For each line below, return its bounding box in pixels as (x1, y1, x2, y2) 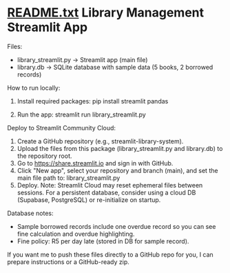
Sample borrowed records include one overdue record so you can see (17, 222, 216, 230)
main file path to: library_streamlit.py (17, 174, 121, 182)
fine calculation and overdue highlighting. (17, 230, 135, 238)
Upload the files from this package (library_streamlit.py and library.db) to (17, 144, 223, 152)
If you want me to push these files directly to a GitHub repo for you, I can (7, 250, 213, 259)
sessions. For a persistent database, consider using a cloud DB (17, 188, 196, 196)
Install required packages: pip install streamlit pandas (17, 97, 169, 105)
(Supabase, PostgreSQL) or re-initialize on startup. (17, 195, 161, 204)
